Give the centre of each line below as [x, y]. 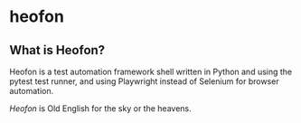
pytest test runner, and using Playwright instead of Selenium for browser [144, 81]
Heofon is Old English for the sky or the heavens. [100, 109]
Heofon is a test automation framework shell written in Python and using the [151, 71]
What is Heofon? [57, 50]
